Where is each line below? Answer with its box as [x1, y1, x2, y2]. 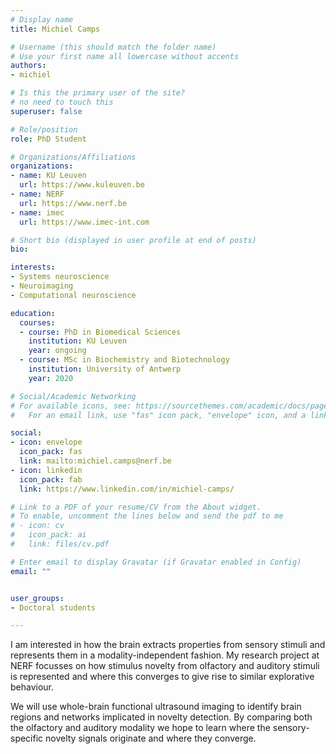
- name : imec [10, 207, 65, 218]
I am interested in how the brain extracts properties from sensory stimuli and [10, 639, 326, 651]
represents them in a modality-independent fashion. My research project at [10, 649, 320, 661]
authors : [10, 61, 47, 71]
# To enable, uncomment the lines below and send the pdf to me [10, 511, 284, 521]
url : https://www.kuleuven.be [19, 180, 145, 190]
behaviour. [10, 681, 55, 693]
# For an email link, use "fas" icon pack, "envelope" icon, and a [10, 410, 307, 420]
